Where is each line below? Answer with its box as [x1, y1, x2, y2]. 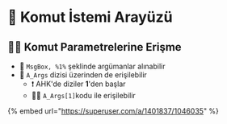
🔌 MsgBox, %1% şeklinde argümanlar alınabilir [19, 61, 166, 71]
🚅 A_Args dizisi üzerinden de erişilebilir [19, 70, 147, 80]
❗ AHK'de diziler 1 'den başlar [31, 79, 126, 89]
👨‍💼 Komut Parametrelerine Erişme [7, 40, 183, 54]
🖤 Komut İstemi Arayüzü [7, 8, 173, 27]
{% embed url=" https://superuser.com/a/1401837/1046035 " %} [7, 106, 220, 116]
